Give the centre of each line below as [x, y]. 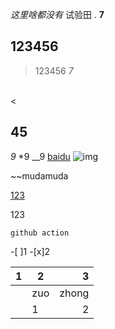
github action [40, 233]
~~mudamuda [39, 175]
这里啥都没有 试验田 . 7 [57, 14]
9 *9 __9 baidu [40, 156]
